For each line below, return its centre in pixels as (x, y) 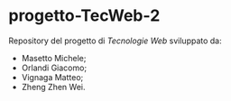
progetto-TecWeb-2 (84, 16)
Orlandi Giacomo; (54, 68)
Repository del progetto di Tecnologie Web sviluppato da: (115, 41)
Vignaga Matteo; (52, 77)
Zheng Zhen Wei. (53, 87)
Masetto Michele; (54, 58)
